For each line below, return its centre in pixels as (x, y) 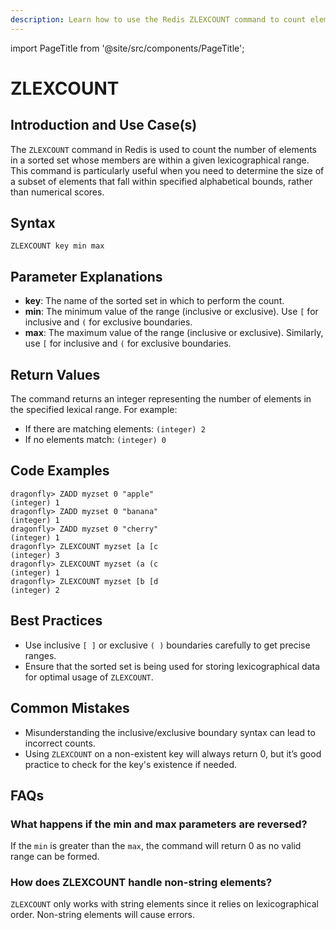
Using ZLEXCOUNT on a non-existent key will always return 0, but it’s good (173, 753)
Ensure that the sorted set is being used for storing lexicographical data (172, 666)
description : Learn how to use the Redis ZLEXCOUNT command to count (158, 19)
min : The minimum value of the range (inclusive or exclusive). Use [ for (171, 312)
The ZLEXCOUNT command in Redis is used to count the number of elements (163, 149)
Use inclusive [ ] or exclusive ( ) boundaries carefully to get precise (167, 645)
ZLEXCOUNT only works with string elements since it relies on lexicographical (164, 904)
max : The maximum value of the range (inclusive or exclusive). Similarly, (174, 333)
